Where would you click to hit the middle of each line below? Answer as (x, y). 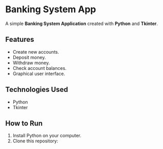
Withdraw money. (31, 63)
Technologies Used (37, 90)
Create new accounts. (36, 52)
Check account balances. (40, 68)
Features (20, 40)
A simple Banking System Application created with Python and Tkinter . (82, 23)
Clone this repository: (35, 141)
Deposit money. (29, 57)
